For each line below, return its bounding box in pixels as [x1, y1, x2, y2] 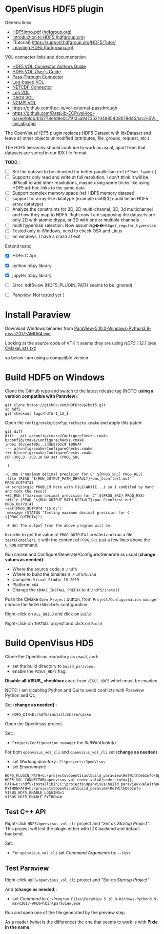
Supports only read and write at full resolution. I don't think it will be [12, 174, 148, 180]
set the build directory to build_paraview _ [12, 663, 96, 669]
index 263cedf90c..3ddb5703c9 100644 [5, 442, 82, 447]
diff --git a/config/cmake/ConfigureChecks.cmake [5, 433, 108, 438]
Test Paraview [5, 864, 49, 872]
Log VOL [12, 89, 30, 95]
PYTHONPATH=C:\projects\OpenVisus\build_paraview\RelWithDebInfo [5, 786, 141, 791]
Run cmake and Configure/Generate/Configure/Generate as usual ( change [5, 551, 155, 557]
